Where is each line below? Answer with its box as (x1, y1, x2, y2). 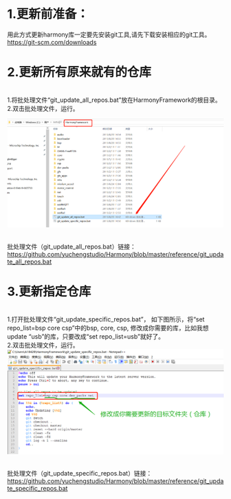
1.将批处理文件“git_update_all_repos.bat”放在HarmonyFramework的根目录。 (7, 96, 221, 104)
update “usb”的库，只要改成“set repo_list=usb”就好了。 (7, 332, 165, 341)
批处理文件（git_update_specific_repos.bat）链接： (7, 469, 153, 478)
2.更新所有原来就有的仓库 (7, 65, 151, 80)
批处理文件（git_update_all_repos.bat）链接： (7, 242, 136, 251)
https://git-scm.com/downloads (7, 38, 97, 46)
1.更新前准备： (7, 6, 89, 22)
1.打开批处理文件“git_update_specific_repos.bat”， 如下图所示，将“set (7, 315, 205, 323)
